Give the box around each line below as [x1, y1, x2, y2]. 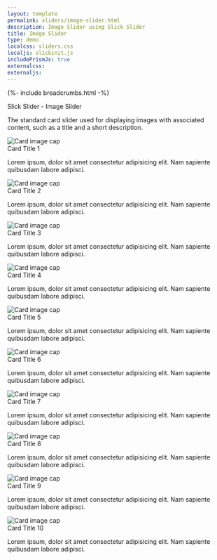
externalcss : [7, 63, 45, 70]
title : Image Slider [7, 30, 68, 37]
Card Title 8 [7, 439, 41, 448]
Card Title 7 [7, 397, 41, 405]
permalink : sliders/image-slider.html [7, 17, 120, 24]
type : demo [7, 37, 39, 44]
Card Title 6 [7, 355, 41, 363]
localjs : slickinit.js [7, 50, 73, 57]
